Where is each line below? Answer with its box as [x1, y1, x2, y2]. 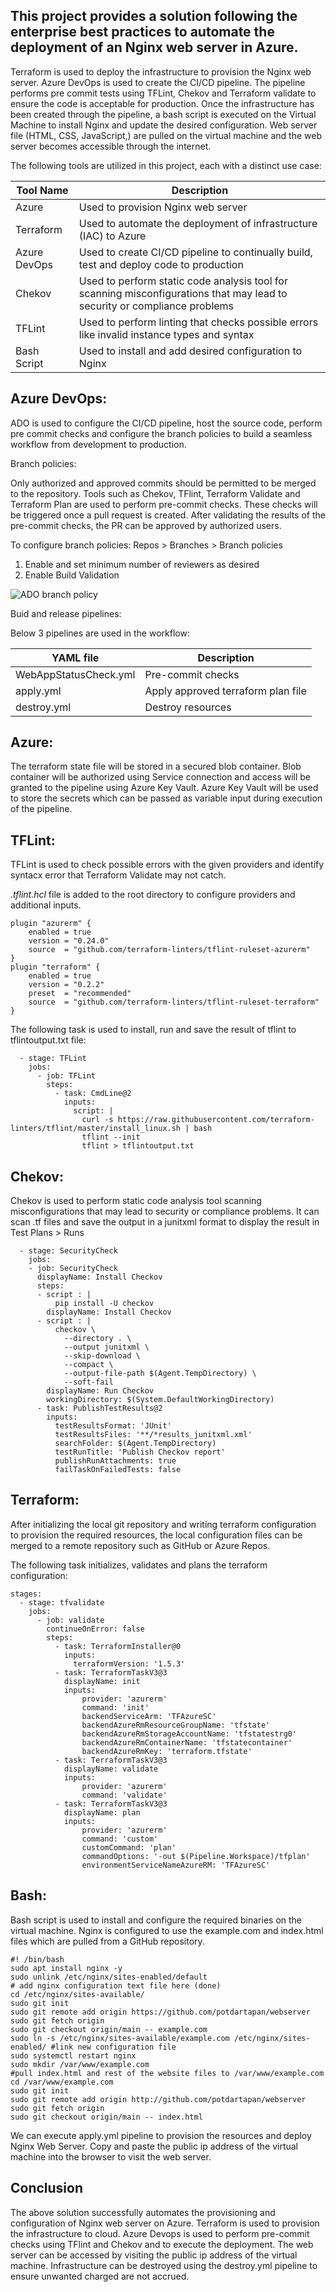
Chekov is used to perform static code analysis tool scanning [10, 1195, 262, 1207]
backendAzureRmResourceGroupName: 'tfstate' [81, 1720, 271, 1730]
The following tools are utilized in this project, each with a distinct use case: [10, 159, 322, 171]
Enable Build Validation [24, 569, 120, 581]
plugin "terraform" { [10, 962, 101, 973]
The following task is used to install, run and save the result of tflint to [10, 1024, 297, 1036]
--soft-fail [63, 1377, 114, 1388]
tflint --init [81, 1132, 141, 1143]
